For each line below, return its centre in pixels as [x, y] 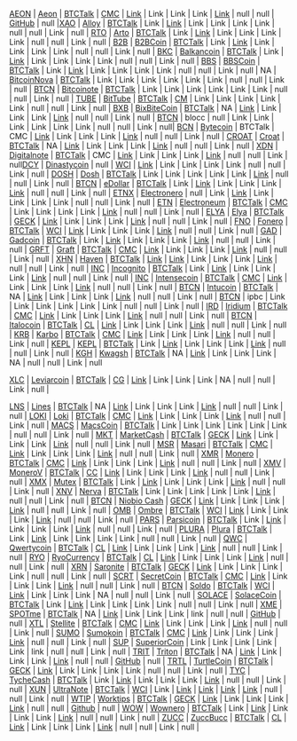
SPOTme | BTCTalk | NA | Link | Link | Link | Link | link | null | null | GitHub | [145, 614]
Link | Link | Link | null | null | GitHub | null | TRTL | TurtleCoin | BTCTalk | [141, 661]
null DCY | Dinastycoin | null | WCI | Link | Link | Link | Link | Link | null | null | [148, 165]
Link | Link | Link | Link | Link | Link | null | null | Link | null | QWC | [129, 538]
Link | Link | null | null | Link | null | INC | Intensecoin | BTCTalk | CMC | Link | [148, 278]
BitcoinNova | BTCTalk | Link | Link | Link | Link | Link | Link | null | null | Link [147, 79]
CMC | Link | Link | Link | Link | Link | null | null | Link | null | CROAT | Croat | [147, 136]
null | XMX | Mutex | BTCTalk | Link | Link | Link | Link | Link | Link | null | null [148, 482]
